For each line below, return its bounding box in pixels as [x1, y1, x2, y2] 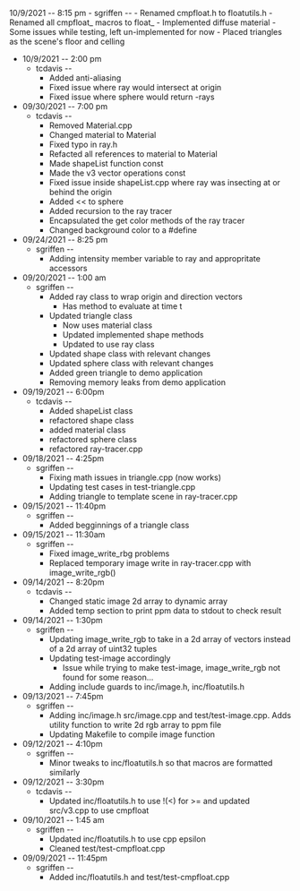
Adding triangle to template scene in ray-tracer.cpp [48, 492, 238, 501]
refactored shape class [48, 416, 134, 425]
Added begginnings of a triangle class [48, 519, 190, 530]
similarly [48, 767, 81, 777]
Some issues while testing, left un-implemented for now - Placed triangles [9, 27, 282, 37]
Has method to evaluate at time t [62, 301, 183, 312]
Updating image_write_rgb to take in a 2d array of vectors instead [48, 634, 291, 644]
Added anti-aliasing [48, 73, 122, 83]
